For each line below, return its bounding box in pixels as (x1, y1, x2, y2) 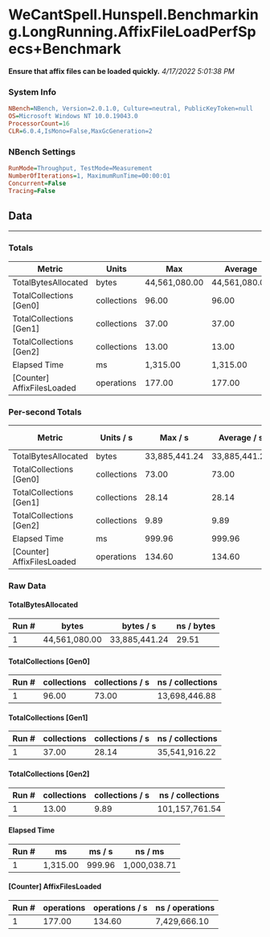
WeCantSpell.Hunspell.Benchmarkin (8, 6, 259, 24)
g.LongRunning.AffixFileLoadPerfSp (8, 23, 256, 41)
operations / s (93, 902, 148, 914)
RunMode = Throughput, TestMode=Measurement (8, 165, 153, 173)
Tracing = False (8, 186, 56, 194)
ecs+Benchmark (8, 40, 122, 58)
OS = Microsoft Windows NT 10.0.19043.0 (8, 113, 138, 121)
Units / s (100, 432, 133, 443)
